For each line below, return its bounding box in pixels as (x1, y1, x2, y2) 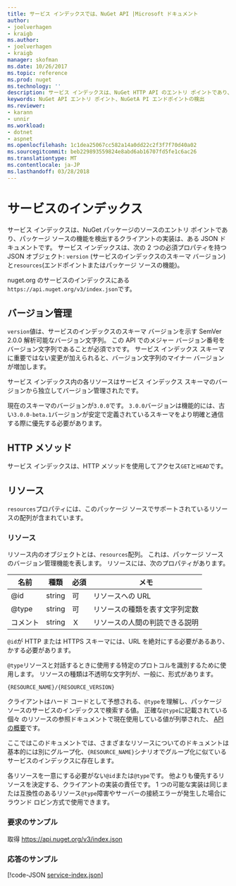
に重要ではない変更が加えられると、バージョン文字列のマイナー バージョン (7, 354, 225, 362)
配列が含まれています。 (19, 514, 87, 521)
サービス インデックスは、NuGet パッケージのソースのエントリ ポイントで (7, 225, 222, 234)
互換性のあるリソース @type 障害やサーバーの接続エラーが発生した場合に (19, 789, 227, 798)
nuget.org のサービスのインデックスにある (7, 276, 130, 284)
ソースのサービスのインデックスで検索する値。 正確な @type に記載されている (7, 706, 228, 714)
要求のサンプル (7, 817, 58, 827)
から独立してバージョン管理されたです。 (25, 386, 142, 395)
